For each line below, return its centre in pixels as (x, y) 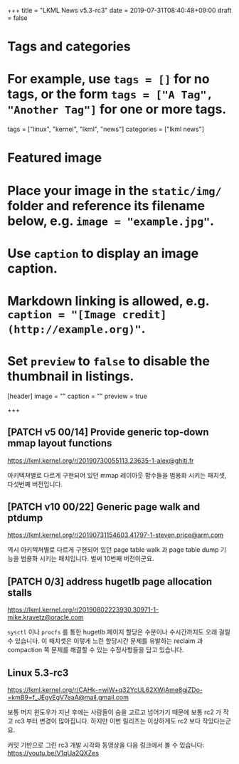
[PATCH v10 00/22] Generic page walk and (104, 507)
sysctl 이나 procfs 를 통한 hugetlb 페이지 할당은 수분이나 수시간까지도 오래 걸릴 (119, 632)
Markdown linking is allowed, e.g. (108, 301)
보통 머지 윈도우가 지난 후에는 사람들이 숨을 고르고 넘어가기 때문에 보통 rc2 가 (115, 712)
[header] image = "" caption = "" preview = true (77, 396)
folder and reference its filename (106, 205)
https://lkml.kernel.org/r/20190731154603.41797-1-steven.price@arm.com (116, 535)
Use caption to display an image (103, 253)
